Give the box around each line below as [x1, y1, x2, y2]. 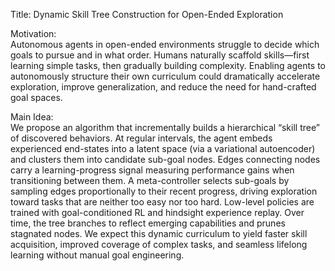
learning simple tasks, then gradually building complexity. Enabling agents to [10, 60, 327, 71]
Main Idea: [10, 111, 54, 123]
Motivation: [10, 28, 57, 39]
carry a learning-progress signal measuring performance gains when [10, 164, 295, 176]
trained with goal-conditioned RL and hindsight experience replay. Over [10, 207, 305, 218]
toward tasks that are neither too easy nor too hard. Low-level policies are [10, 196, 315, 208]
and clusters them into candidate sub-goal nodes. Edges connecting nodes [10, 154, 321, 165]
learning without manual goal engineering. [10, 249, 185, 261]
